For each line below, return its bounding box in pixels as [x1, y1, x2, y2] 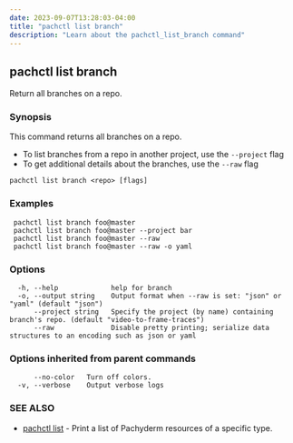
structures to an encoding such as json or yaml [9, 331, 197, 341]
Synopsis [9, 111, 52, 124]
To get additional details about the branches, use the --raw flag [22, 158, 259, 169]
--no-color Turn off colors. [33, 373, 152, 382]
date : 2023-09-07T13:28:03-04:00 [9, 13, 136, 23]
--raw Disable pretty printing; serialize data [33, 324, 270, 333]
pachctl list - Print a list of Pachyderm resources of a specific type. [22, 422, 273, 433]
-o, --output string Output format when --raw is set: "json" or [17, 292, 282, 301]
